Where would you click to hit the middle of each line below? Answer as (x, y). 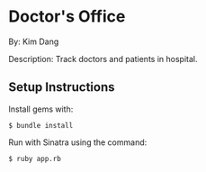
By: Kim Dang (34, 41)
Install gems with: (41, 109)
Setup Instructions (62, 87)
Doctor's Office (67, 17)
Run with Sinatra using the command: (78, 142)
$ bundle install (41, 125)
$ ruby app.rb (35, 158)
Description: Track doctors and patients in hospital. (103, 59)
